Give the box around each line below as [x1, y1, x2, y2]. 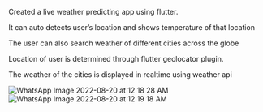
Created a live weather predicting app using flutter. [8, 7, 179, 16]
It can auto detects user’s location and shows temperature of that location [8, 23, 256, 32]
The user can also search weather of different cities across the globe [8, 38, 239, 48]
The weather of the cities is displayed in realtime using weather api [8, 70, 233, 80]
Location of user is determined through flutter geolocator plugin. [8, 54, 224, 63]
